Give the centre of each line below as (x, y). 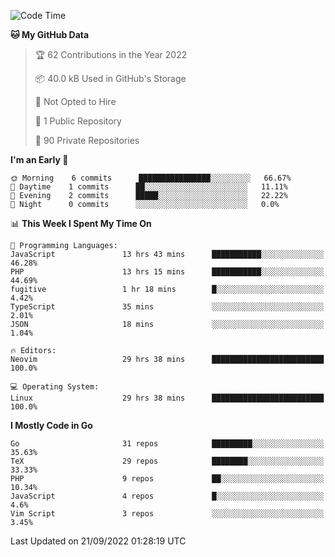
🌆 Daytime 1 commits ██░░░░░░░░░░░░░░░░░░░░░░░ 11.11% (149, 187)
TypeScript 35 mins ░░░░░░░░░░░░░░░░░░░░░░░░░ (167, 307)
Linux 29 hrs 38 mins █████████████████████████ (167, 398)
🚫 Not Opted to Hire (75, 101)
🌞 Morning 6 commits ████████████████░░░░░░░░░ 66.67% (151, 178)
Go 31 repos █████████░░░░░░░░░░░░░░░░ (167, 444)
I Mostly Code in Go (51, 425)
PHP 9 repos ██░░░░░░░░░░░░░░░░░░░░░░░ (167, 479)
